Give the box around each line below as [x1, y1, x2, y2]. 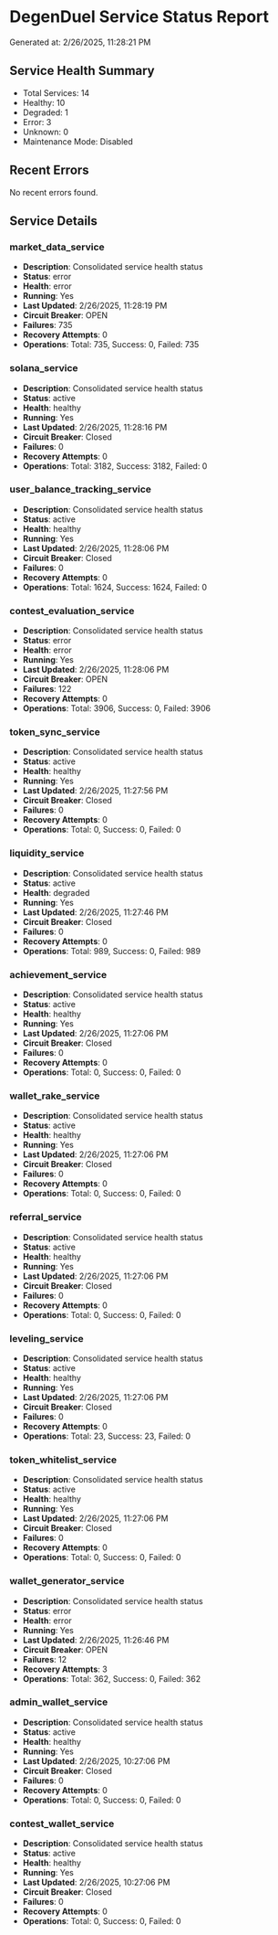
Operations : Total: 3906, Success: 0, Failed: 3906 [22, 703, 211, 714]
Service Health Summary [9, 63, 155, 79]
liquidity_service [9, 847, 85, 860]
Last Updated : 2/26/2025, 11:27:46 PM [22, 907, 169, 918]
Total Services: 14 [22, 87, 90, 98]
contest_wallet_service [9, 1817, 115, 1830]
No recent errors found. [9, 186, 98, 197]
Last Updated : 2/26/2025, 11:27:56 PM [22, 785, 169, 796]
